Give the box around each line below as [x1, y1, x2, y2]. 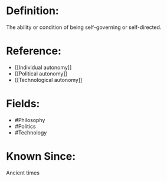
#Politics [14, 123, 37, 130]
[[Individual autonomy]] [14, 64, 72, 71]
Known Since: [6, 150, 76, 163]
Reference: [6, 44, 62, 58]
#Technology [14, 129, 47, 136]
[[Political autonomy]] [14, 70, 68, 77]
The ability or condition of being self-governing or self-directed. [6, 24, 162, 31]
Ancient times [6, 169, 40, 176]
